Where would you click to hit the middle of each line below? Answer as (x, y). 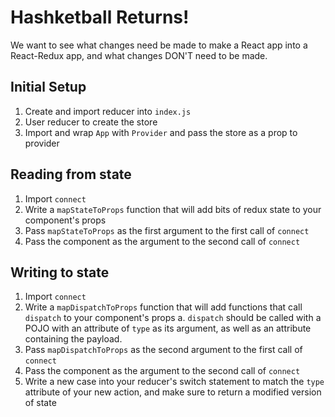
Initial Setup (48, 87)
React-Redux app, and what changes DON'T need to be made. (139, 55)
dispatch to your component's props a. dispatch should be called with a (173, 318)
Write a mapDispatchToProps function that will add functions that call (163, 307)
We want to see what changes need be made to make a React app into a (159, 45)
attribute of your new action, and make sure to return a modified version (173, 392)
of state (40, 403)
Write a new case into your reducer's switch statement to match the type (174, 382)
